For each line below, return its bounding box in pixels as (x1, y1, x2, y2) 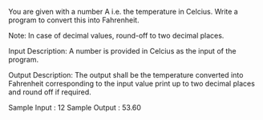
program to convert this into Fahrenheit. (8, 15, 140, 25)
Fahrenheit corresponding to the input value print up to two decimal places (8, 79, 255, 88)
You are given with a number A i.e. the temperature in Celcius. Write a (8, 7, 238, 16)
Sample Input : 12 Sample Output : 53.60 (8, 103, 142, 112)
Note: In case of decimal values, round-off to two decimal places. (8, 31, 225, 40)
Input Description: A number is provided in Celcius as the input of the (8, 46, 237, 55)
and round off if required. (8, 87, 92, 97)
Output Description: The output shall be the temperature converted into (8, 70, 244, 79)
